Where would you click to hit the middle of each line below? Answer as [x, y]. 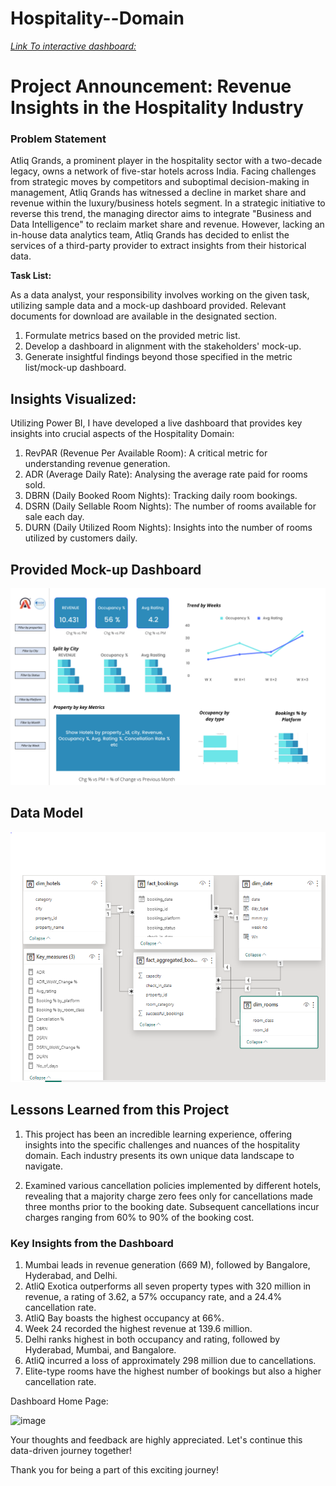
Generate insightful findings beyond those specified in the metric [158, 357]
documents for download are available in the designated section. [143, 316]
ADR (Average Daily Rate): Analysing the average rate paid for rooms [166, 474]
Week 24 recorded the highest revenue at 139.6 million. [138, 1328]
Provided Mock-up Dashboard [106, 569]
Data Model [47, 813]
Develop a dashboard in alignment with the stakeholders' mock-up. [163, 346]
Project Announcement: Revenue [151, 86]
